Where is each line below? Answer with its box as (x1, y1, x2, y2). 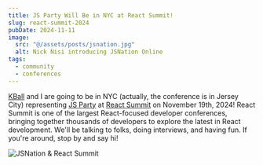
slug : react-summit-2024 (8, 19, 89, 27)
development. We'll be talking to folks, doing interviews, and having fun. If (8, 125, 247, 134)
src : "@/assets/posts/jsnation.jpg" (15, 41, 135, 49)
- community (15, 63, 55, 71)
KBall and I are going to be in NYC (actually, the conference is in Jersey (8, 91, 239, 101)
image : (8, 33, 30, 42)
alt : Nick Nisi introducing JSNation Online (15, 48, 163, 56)
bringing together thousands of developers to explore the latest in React (8, 116, 241, 126)
